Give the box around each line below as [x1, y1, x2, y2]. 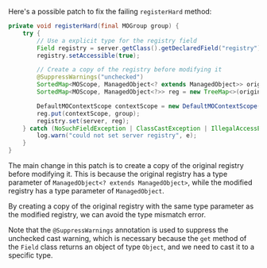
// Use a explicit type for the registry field [37, 36, 197, 44]
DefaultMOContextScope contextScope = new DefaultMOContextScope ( [37, 102, 261, 110]
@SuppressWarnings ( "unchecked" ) [37, 73, 145, 82]
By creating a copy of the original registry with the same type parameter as [8, 201, 254, 211]
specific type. [8, 251, 53, 260]
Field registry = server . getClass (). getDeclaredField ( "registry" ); [37, 44, 265, 52]
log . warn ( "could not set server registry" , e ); [37, 132, 197, 140]
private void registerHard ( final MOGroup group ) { [8, 22, 180, 30]
